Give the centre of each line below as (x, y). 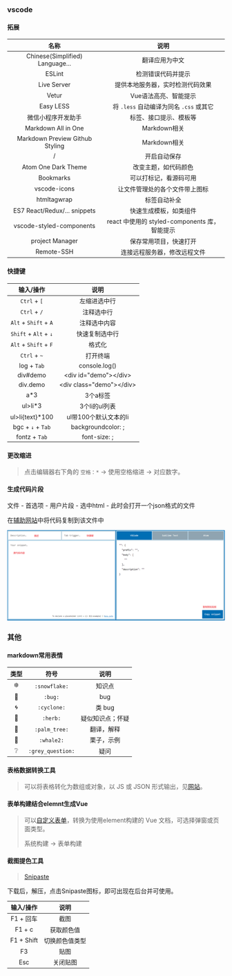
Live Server (55, 84)
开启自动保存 (163, 156)
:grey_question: (52, 752)
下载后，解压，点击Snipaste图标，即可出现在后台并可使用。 (92, 891)
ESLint (55, 73)
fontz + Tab (32, 437)
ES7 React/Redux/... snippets (55, 210)
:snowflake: (51, 686)
